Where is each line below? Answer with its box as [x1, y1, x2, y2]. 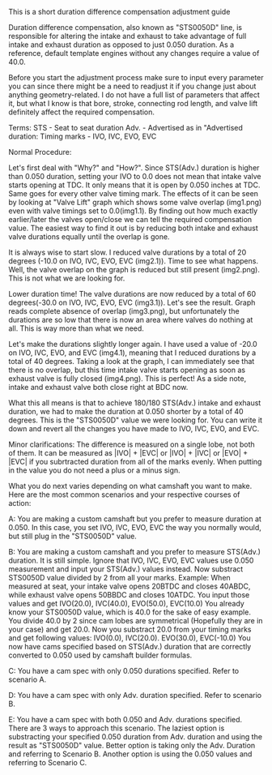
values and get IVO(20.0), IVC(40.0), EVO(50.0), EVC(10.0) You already [8, 599, 244, 608]
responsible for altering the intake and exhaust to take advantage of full [8, 32, 247, 41]
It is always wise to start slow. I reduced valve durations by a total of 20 [8, 247, 247, 257]
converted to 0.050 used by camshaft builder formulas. [8, 650, 193, 660]
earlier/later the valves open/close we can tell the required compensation [8, 215, 253, 224]
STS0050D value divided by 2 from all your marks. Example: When [8, 573, 231, 582]
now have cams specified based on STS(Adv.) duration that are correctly [8, 642, 252, 651]
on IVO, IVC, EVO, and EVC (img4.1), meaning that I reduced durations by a [8, 348, 257, 358]
